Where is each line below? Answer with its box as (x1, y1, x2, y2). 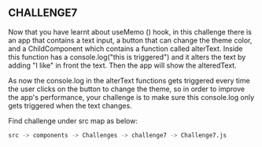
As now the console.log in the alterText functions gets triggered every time (8, 75, 250, 85)
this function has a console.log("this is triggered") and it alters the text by (8, 52, 246, 61)
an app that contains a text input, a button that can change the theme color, (8, 35, 253, 45)
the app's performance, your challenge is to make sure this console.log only (8, 92, 255, 101)
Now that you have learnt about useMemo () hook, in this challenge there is (8, 27, 252, 36)
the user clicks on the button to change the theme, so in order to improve (8, 84, 245, 94)
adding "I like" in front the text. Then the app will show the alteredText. (8, 61, 238, 70)
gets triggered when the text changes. (8, 101, 132, 110)
